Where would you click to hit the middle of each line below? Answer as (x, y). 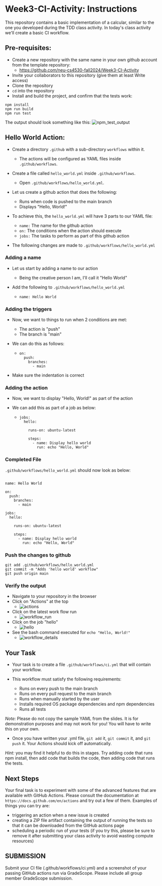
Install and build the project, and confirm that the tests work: (72, 96)
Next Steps (22, 778)
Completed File (23, 460)
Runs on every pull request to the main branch (65, 694)
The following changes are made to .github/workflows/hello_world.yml (84, 245)
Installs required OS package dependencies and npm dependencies (87, 704)
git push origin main (27, 574)
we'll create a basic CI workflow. (37, 33)
